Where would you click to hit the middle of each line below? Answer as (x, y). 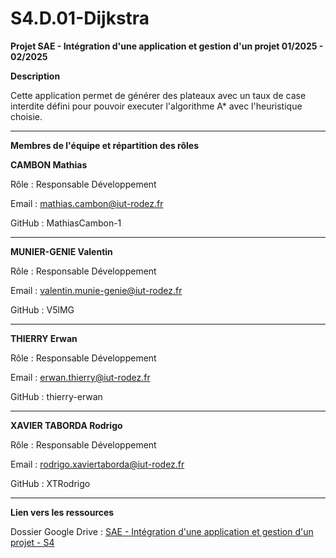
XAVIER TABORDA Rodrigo (66, 425)
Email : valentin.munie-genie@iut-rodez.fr (96, 290)
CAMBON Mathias (49, 164)
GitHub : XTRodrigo (50, 483)
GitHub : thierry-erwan (56, 396)
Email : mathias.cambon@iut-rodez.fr (87, 203)
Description (35, 76)
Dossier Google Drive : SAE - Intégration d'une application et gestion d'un (162, 531)
